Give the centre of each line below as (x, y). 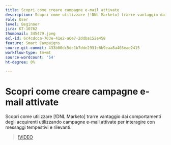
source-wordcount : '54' (31, 57)
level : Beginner (22, 24)
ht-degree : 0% (20, 62)
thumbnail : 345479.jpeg (31, 34)
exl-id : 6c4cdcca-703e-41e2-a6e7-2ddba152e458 (55, 39)
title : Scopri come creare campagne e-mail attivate (62, 10)
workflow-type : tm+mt (28, 52)
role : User (17, 19)
